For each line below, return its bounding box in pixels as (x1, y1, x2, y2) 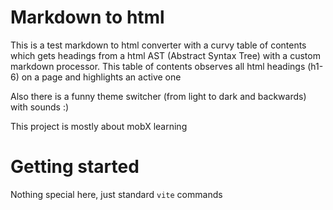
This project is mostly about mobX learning (10, 120, 188, 132)
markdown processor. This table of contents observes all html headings (10, 60, 306, 72)
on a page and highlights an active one (21, 71, 182, 83)
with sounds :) (10, 101, 70, 113)
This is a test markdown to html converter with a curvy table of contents (10, 39, 307, 51)
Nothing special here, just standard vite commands (10, 188, 223, 200)
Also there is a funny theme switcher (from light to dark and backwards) (10, 90, 307, 102)
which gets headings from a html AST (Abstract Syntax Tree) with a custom (10, 49, 321, 61)
